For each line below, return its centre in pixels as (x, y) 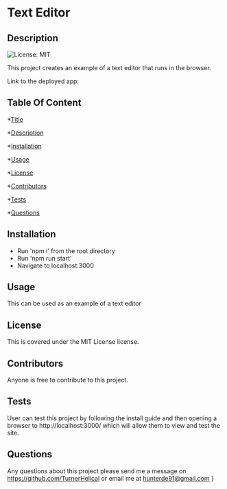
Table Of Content (44, 103)
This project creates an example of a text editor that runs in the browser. (109, 68)
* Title (15, 119)
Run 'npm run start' (44, 258)
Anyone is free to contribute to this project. (68, 380)
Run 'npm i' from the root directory (66, 251)
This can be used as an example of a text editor (74, 303)
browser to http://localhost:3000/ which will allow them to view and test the (114, 425)
